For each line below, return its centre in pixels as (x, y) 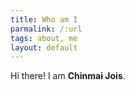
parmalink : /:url (46, 29)
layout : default (44, 47)
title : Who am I (44, 19)
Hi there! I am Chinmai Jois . (68, 76)
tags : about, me (44, 38)
